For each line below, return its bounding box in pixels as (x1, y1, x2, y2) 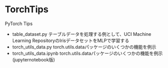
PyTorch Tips (5, 20, 33, 27)
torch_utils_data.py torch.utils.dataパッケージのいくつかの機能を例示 (12, 43, 157, 50)
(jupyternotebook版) (12, 56, 55, 62)
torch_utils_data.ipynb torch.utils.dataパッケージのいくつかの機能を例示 (12, 50, 163, 56)
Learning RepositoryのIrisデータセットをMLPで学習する (12, 37, 130, 43)
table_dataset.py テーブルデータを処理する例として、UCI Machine (12, 31, 152, 37)
